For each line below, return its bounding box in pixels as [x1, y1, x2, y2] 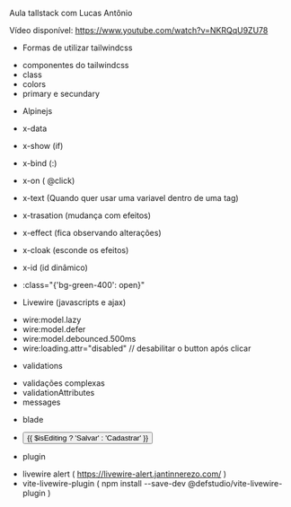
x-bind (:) [22, 158, 57, 169]
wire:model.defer [22, 324, 86, 335]
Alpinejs [22, 106, 53, 116]
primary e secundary [22, 89, 101, 99]
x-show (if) [22, 141, 64, 151]
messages [22, 397, 61, 407]
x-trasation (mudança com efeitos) [22, 210, 151, 221]
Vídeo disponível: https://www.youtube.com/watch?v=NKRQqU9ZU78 [9, 25, 269, 35]
